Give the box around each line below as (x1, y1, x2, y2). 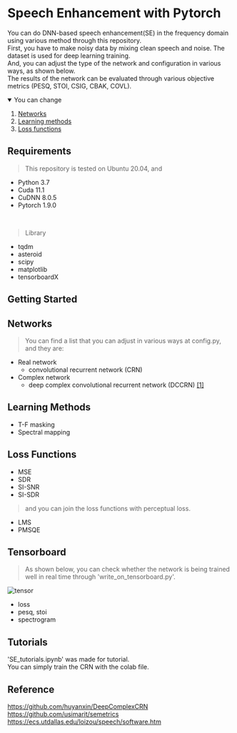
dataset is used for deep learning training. (7, 51, 131, 60)
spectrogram (17, 615, 56, 624)
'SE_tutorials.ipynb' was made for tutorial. (7, 655, 130, 664)
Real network (17, 358, 57, 366)
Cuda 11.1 (17, 186, 45, 194)
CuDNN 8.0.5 (17, 193, 57, 201)
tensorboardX (17, 273, 59, 281)
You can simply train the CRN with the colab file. (7, 662, 150, 672)
